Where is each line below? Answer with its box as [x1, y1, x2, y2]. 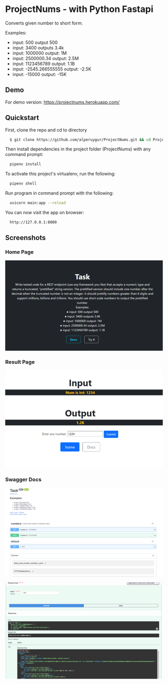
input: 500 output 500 [12, 39, 58, 45]
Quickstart [5, 113, 39, 122]
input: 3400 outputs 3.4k [12, 44, 64, 50]
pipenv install [9, 161, 41, 167]
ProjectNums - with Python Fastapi [5, 3, 153, 15]
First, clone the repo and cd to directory [5, 126, 87, 133]
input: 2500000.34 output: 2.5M [12, 55, 79, 61]
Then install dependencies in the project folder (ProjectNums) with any [5, 146, 151, 152]
